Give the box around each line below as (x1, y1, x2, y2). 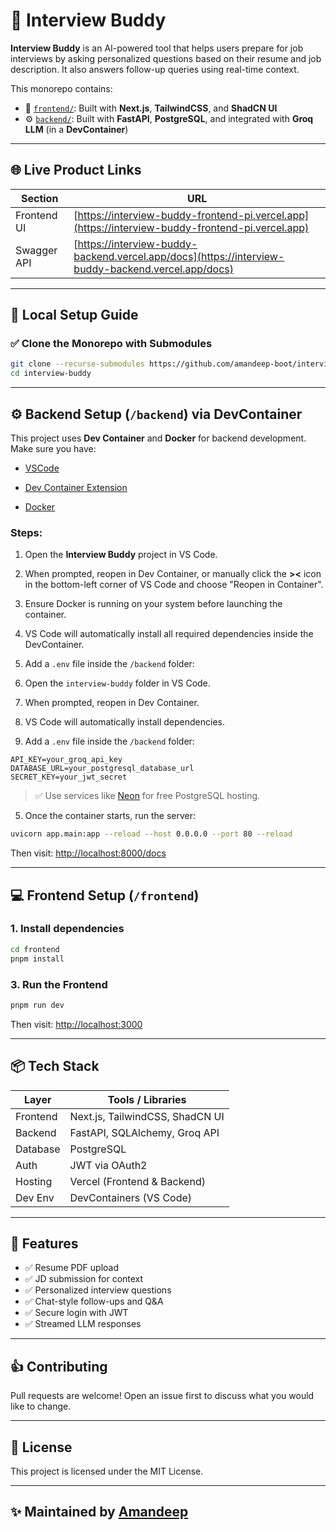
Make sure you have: (10, 443, 97, 454)
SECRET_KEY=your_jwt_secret (10, 772, 128, 783)
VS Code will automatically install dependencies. (24, 716, 225, 728)
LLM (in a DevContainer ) (24, 123, 129, 135)
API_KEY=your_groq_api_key (10, 755, 123, 765)
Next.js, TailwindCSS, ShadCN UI (69, 1109, 225, 1123)
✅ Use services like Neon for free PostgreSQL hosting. (34, 790, 261, 802)
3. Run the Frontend (10, 977, 108, 991)
